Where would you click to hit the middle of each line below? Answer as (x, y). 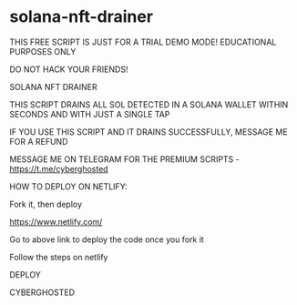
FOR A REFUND (39, 141)
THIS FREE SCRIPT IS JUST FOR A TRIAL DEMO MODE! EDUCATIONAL (143, 42)
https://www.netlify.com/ (56, 221)
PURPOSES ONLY (43, 51)
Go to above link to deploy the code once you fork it (107, 239)
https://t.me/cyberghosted (59, 168)
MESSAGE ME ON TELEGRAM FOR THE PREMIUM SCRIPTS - (124, 159)
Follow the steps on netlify (59, 257)
